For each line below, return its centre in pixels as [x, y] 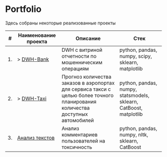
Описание [88, 38]
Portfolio [23, 9]
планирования [79, 102]
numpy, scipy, [136, 56]
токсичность [77, 147]
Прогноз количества [86, 77]
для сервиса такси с [86, 89]
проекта [37, 41]
